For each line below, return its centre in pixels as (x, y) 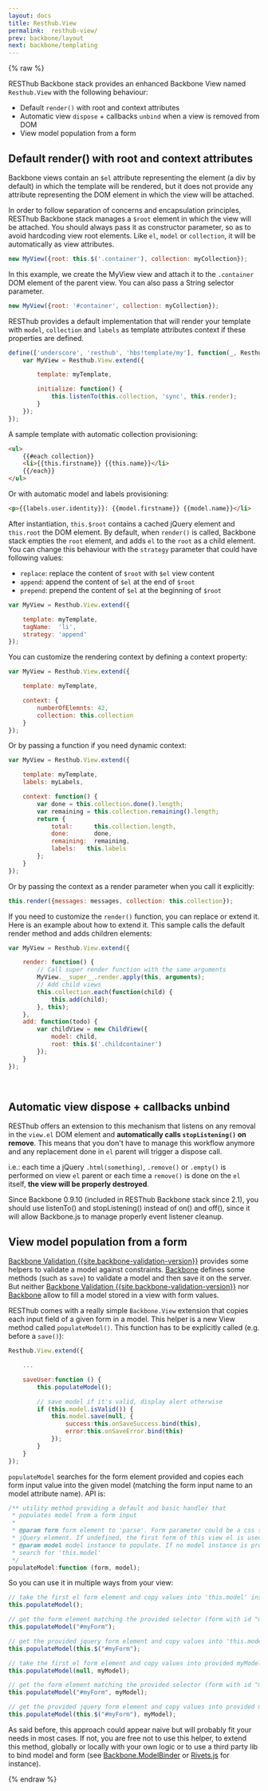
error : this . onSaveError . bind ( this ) (124, 1432)
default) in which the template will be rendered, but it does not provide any (131, 186)
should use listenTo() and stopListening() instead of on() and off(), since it (129, 1208)
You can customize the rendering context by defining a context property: (128, 657)
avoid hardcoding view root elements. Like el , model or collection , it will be (132, 235)
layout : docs (30, 16)
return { (51, 819)
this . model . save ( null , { (92, 1416)
